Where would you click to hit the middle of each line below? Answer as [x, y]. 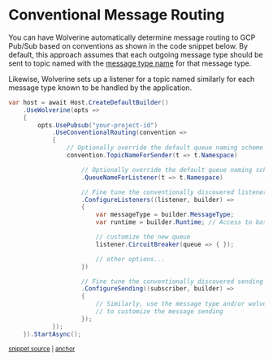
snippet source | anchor [42, 349]
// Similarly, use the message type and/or [170, 304]
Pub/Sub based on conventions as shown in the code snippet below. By [128, 45]
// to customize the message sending [159, 312]
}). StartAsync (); [52, 334]
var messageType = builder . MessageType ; [165, 215]
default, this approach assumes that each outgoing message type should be [136, 54]
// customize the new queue [143, 237]
